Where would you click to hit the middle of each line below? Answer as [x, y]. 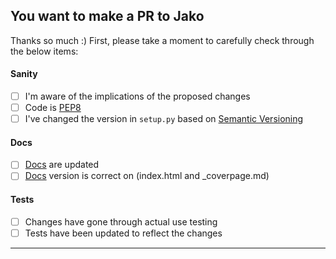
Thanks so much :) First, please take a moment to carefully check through [162, 40]
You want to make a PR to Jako [107, 16]
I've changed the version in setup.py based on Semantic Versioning [164, 119]
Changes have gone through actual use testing [121, 221]
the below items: [44, 51]
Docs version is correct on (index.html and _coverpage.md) [147, 176]
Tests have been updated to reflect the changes [123, 233]
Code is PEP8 [53, 108]
